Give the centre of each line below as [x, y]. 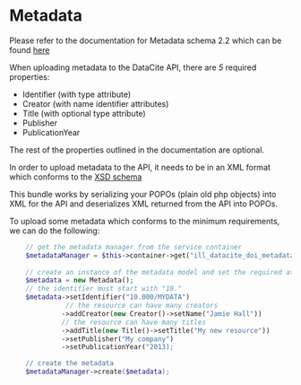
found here [30, 49]
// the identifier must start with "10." [103, 289]
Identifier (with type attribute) [77, 94]
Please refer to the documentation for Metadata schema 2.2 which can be [146, 40]
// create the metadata [70, 363]
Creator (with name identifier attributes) [95, 103]
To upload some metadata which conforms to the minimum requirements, [145, 221]
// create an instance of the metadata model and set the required [154, 272]
